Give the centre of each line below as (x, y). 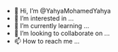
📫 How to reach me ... (47, 41)
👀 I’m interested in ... (44, 18)
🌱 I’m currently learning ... (52, 26)
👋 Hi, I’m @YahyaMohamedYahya (62, 11)
